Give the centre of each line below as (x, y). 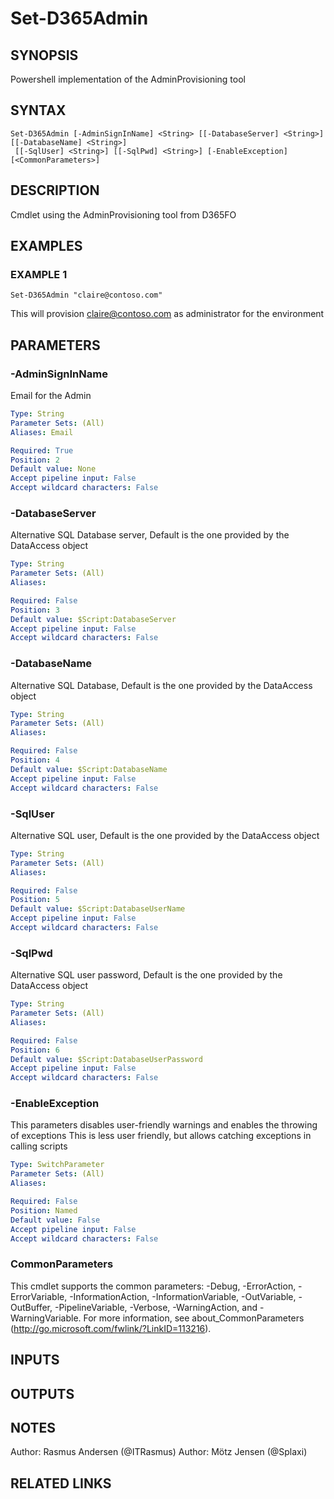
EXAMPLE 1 (39, 274)
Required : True (42, 450)
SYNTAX (38, 110)
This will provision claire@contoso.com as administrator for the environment (167, 314)
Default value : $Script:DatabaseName (89, 769)
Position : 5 (35, 900)
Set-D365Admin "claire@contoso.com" (86, 295)
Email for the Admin (51, 395)
